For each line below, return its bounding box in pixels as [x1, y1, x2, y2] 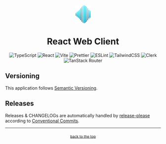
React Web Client [46, 36, 120, 47]
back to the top [70, 134, 96, 139]
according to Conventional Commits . [5, 118, 80, 124]
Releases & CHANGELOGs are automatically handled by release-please [5, 112, 150, 118]
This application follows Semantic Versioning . [5, 85, 98, 91]
